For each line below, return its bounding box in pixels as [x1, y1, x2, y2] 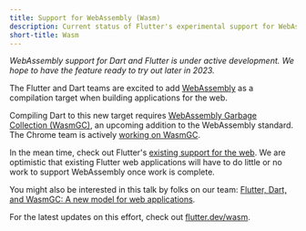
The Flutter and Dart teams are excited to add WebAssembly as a [9, 83, 254, 94]
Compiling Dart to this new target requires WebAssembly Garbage [9, 110, 258, 121]
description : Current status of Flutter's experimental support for [9, 22, 275, 31]
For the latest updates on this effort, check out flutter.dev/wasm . [9, 212, 250, 223]
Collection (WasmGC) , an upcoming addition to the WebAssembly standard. [9, 120, 294, 131]
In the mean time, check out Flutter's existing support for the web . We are [9, 147, 286, 158]
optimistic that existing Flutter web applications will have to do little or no [9, 157, 282, 168]
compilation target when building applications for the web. [9, 92, 228, 103]
